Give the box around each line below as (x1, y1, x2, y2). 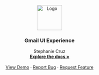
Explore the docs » (29, 53, 69, 59)
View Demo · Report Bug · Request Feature (5, 64, 94, 70)
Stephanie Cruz (33, 48, 65, 54)
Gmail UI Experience (24, 37, 74, 44)
